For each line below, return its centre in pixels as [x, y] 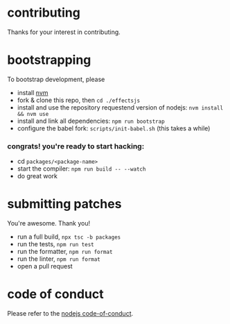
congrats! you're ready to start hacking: [76, 146]
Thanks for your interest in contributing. [64, 32]
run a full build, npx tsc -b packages [69, 237]
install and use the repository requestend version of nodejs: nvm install [120, 107]
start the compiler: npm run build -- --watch [81, 169]
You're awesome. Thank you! [49, 223]
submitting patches [64, 204]
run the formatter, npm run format [65, 252]
